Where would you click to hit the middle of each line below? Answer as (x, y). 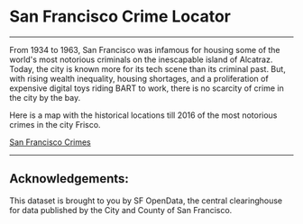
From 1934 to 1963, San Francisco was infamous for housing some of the (145, 49)
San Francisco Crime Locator (120, 17)
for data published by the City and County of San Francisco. (121, 210)
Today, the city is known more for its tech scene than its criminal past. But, (147, 68)
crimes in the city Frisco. (55, 124)
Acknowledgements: (69, 179)
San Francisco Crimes (50, 142)
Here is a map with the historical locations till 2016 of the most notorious (143, 115)
